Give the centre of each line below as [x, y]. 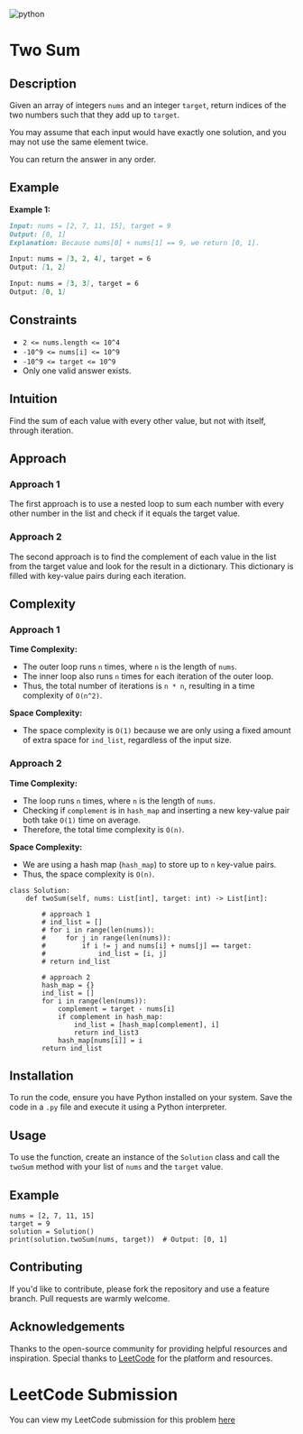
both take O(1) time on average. [82, 820]
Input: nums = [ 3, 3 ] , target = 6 [74, 284]
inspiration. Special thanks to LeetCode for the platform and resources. [141, 1358]
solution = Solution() [52, 1231]
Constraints [43, 320]
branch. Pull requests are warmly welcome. [90, 1298]
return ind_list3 [106, 1033]
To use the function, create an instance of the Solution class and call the [145, 1157]
